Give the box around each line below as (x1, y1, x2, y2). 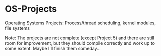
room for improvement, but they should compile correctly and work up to (5, 40, 155, 46)
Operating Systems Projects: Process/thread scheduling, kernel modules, (5, 20, 156, 26)
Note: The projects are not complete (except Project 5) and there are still (5, 35, 154, 41)
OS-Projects (5, 3, 57, 15)
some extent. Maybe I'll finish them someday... (5, 45, 101, 51)
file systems (5, 25, 30, 31)
